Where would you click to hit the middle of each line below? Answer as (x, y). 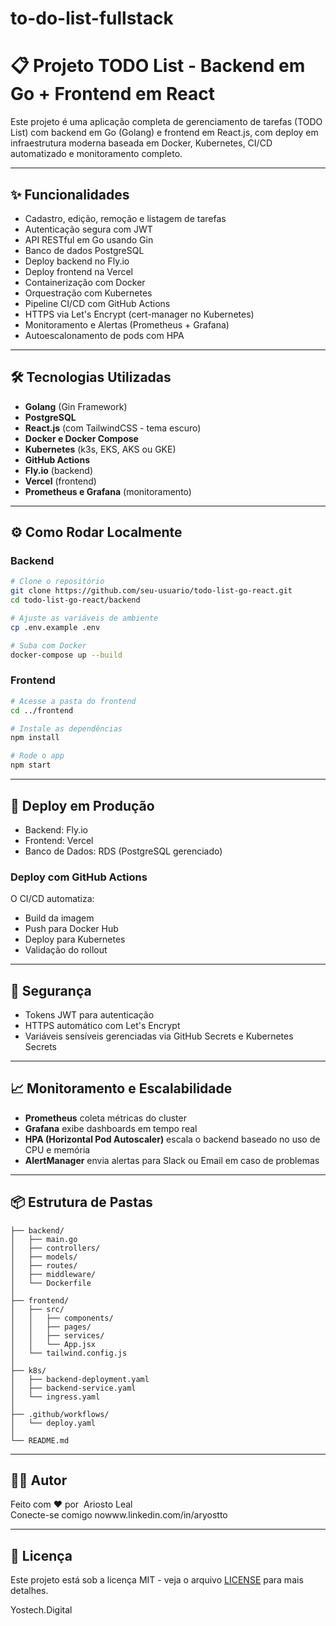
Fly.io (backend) (58, 470)
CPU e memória (57, 1149)
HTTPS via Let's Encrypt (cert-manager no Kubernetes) (139, 314)
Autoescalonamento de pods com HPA (104, 335)
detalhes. (29, 1591)
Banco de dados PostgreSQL (84, 250)
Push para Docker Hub (71, 929)
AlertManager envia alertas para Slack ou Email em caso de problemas (172, 1160)
